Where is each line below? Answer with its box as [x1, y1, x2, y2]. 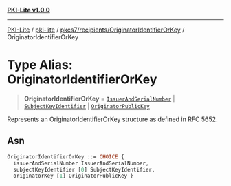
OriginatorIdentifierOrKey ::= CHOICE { [7, 153, 125, 161]
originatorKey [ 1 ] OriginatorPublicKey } [13, 172, 134, 180]
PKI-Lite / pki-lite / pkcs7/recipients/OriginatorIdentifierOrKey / [7, 25, 185, 34]
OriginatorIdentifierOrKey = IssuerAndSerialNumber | [23, 94, 175, 103]
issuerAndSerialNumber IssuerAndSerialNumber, [13, 160, 149, 167]
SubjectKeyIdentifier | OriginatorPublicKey [23, 101, 150, 110]
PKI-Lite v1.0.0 [7, 6, 50, 14]
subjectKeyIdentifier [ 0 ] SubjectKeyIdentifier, [13, 166, 155, 173]
